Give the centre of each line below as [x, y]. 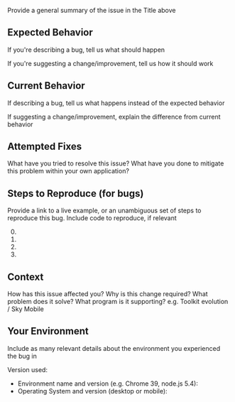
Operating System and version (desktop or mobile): [93, 391]
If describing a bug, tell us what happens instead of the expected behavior [116, 103]
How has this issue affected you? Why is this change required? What [108, 294]
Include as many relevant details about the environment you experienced [114, 348]
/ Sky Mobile [26, 309]
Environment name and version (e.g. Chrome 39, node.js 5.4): [108, 384]
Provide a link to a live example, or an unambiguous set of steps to [104, 211]
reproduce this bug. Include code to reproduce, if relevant [92, 218]
